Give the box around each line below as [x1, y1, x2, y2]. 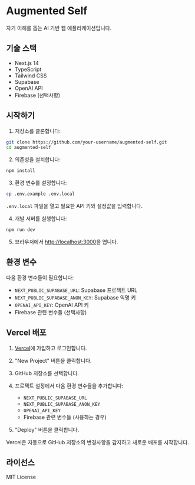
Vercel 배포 [6, 328, 47, 338]
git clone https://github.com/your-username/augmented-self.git [6, 139, 167, 145]
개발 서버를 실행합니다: [14, 215, 67, 222]
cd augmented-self [6, 145, 51, 151]
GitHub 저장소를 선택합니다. [14, 369, 80, 376]
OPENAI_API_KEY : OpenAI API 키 [14, 301, 90, 308]
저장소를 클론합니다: [14, 127, 61, 134]
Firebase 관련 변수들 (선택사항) [14, 308, 87, 315]
